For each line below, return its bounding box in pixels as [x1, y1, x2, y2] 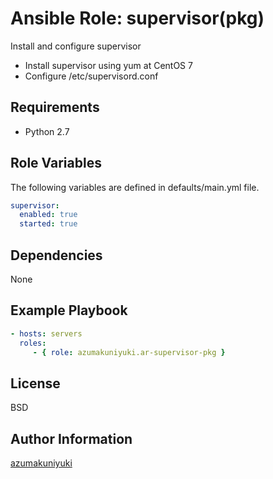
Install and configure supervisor [10, 40, 142, 52]
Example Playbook [10, 302, 128, 319]
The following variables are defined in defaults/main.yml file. [10, 181, 260, 193]
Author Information [10, 430, 133, 447]
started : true [19, 219, 78, 229]
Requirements [10, 99, 100, 116]
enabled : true [19, 210, 78, 220]
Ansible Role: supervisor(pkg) [10, 7, 265, 30]
